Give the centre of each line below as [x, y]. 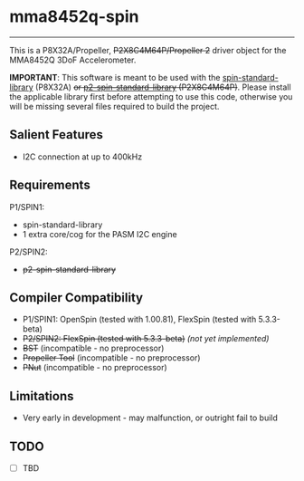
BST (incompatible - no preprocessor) [93, 348]
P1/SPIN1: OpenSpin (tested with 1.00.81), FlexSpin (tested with [139, 320]
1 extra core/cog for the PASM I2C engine [100, 234]
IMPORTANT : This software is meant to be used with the [115, 77]
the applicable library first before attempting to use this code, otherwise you [151, 96]
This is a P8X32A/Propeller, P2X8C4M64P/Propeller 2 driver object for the [148, 50]
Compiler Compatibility [76, 298]
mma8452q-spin [74, 17]
